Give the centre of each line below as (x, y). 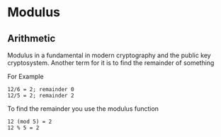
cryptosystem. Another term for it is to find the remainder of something (111, 63)
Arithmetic (32, 38)
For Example (25, 76)
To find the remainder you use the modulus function (83, 109)
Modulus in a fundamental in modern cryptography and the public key (109, 55)
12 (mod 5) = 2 (30, 121)
